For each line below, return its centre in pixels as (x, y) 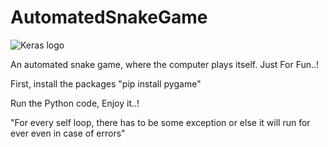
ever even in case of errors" (68, 133)
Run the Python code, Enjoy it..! (75, 103)
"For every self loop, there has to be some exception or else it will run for (160, 122)
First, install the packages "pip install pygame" (106, 83)
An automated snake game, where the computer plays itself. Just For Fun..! (165, 64)
